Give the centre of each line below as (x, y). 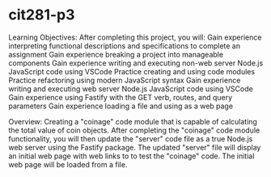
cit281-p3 (42, 15)
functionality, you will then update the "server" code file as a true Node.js (131, 138)
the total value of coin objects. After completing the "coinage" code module (134, 130)
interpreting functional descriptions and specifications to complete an (125, 45)
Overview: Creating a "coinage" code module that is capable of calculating (133, 121)
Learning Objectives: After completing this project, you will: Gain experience (135, 37)
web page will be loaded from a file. (68, 164)
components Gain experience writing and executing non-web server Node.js (136, 63)
